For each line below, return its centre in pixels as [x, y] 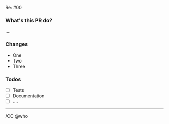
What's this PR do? [29, 20]
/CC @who [17, 116]
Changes [17, 44]
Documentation [28, 96]
